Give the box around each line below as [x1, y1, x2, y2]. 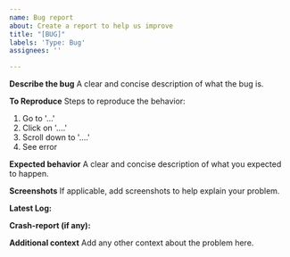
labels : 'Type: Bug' [9, 37, 87, 47]
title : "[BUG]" [9, 29, 66, 38]
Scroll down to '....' [21, 132, 91, 143]
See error [21, 142, 58, 153]
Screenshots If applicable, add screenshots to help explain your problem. [9, 186, 280, 196]
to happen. [9, 169, 49, 179]
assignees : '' [9, 46, 62, 55]
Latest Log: [9, 203, 52, 214]
